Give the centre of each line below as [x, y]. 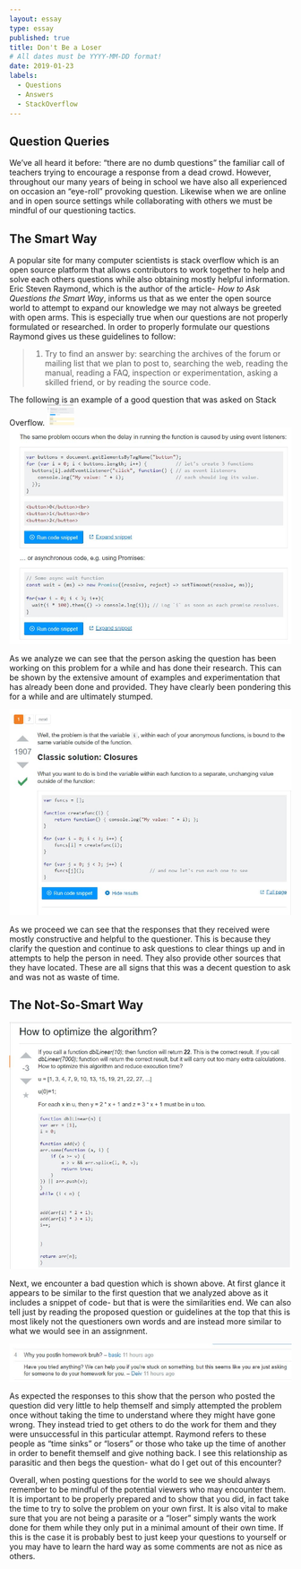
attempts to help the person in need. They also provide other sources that [145, 958]
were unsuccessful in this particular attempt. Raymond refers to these [138, 1435]
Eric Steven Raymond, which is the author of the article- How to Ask [135, 289]
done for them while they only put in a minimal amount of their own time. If [146, 1528]
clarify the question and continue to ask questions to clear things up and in [147, 948]
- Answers [35, 94]
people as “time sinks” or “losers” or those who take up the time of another [148, 1444]
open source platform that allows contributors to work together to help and [147, 270]
